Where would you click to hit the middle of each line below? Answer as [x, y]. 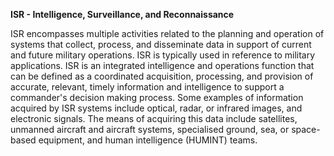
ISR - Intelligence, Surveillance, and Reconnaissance [122, 14]
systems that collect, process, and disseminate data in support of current [161, 44]
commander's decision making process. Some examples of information [157, 97]
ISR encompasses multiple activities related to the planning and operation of [167, 33]
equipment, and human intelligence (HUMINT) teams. [148, 140]
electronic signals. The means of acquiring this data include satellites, [154, 118]
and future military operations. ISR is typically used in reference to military [163, 55]
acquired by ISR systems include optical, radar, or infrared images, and [156, 108]
